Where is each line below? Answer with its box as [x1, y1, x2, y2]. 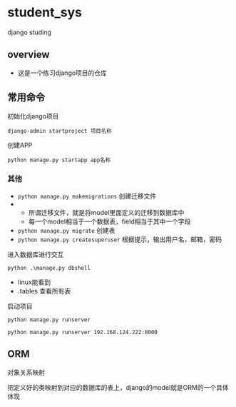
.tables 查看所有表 [17, 286, 71, 295]
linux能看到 [17, 278, 51, 286]
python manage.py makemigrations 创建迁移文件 [17, 191, 157, 200]
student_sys [7, 4, 82, 21]
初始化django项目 [7, 111, 59, 120]
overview [7, 49, 50, 61]
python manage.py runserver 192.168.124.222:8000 [7, 328, 158, 336]
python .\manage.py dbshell [7, 264, 91, 271]
